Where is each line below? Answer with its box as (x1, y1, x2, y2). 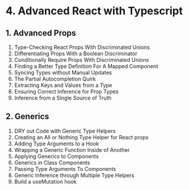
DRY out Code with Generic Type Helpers (14, 127, 116, 135)
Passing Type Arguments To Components (14, 165, 116, 172)
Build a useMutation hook (14, 177, 77, 185)
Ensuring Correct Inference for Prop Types (14, 88, 119, 95)
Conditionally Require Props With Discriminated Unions (14, 57, 149, 63)
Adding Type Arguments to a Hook (14, 140, 99, 147)
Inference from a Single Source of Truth (14, 94, 112, 101)
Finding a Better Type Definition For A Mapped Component (14, 63, 159, 70)
